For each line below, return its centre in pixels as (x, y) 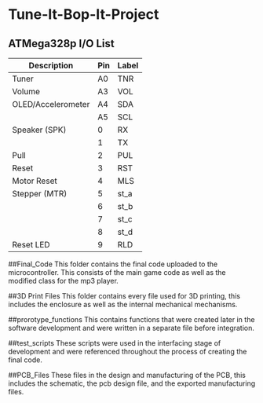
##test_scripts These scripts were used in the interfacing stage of (115, 343)
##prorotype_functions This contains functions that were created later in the (131, 319)
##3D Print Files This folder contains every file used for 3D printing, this (124, 296)
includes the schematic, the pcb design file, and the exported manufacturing (132, 383)
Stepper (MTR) (40, 194)
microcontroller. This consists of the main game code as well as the (117, 272)
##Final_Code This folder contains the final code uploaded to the (113, 264)
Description (51, 66)
